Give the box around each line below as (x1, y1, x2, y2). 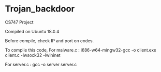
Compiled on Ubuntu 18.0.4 (5, 28, 59, 34)
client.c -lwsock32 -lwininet (5, 52, 60, 58)
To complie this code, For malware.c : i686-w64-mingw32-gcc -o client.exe (5, 47, 156, 53)
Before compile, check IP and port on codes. (5, 37, 94, 44)
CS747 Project (5, 19, 34, 25)
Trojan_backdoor (5, 3, 75, 14)
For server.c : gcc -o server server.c (5, 61, 77, 67)
